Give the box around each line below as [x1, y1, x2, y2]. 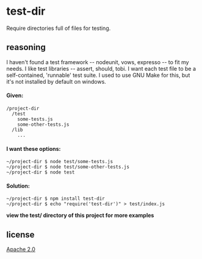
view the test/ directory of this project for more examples [6, 212, 154, 219]
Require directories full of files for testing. [6, 24, 111, 32]
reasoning [6, 42, 46, 53]
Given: [6, 92, 24, 99]
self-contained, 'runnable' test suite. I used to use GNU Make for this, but [6, 71, 190, 79]
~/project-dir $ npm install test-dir [6, 195, 105, 202]
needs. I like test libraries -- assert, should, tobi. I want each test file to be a [6, 65, 197, 72]
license [6, 229, 35, 239]
